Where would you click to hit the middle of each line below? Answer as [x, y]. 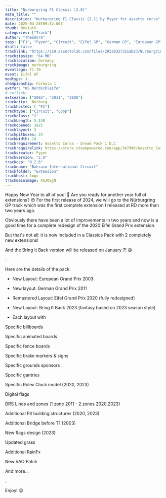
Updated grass [20, 442]
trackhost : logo [22, 176]
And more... [17, 471]
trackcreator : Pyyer [26, 153]
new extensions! [22, 240]
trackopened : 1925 [24, 125]
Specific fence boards [28, 346]
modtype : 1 [16, 79]
